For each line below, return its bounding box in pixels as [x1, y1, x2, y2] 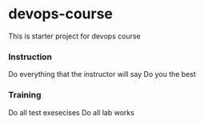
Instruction [8, 51, 53, 62]
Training [8, 90, 42, 101]
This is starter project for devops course [8, 31, 142, 41]
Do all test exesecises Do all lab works [8, 107, 134, 117]
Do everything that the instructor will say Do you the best [8, 70, 196, 79]
